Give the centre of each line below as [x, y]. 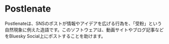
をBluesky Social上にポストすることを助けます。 [55, 36]
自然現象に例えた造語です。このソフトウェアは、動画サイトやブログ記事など [84, 30]
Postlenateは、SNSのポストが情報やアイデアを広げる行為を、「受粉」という [83, 23]
